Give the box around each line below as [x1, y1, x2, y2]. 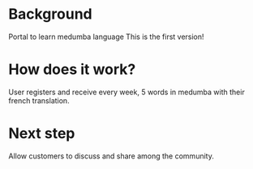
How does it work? [8, 60, 136, 79]
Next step [8, 124, 75, 143]
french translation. [8, 95, 71, 106]
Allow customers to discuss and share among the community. [8, 151, 215, 161]
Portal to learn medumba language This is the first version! [8, 32, 204, 41]
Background [8, 5, 92, 24]
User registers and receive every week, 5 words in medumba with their [8, 87, 245, 97]
